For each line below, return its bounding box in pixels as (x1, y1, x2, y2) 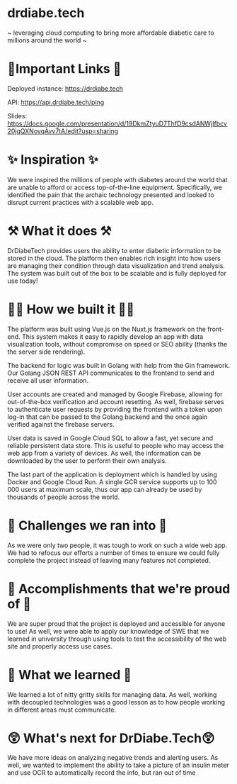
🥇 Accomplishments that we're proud (7, 581, 231, 597)
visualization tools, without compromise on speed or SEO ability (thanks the (7, 340, 228, 348)
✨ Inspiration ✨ (7, 152, 99, 168)
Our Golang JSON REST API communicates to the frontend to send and (7, 369, 214, 377)
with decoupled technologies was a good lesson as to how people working (7, 698, 225, 706)
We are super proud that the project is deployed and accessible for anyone (7, 619, 226, 628)
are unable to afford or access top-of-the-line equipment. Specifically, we (7, 183, 223, 191)
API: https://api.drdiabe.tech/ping (7, 98, 105, 106)
